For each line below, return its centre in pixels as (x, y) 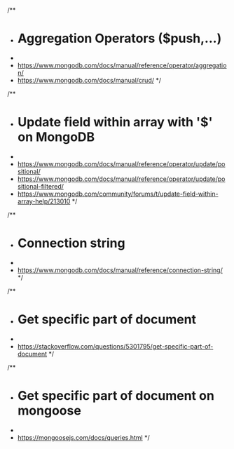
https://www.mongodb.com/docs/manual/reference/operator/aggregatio (122, 65)
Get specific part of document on (116, 395)
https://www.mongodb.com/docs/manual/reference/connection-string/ (120, 270)
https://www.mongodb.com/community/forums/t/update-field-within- (118, 194)
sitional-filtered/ (41, 186)
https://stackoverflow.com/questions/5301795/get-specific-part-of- (115, 346)
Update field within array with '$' (115, 122)
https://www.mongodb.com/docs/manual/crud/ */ (89, 80)
